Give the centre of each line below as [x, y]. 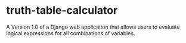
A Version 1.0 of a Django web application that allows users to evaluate [93, 27]
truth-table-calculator [62, 10]
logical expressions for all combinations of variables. [71, 33]
